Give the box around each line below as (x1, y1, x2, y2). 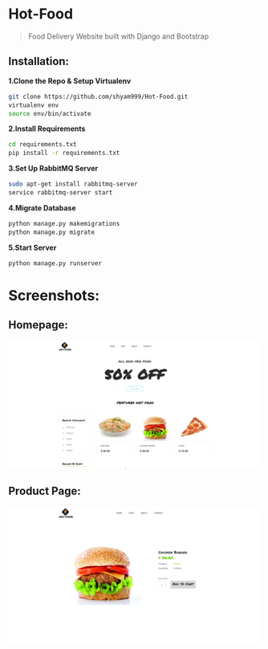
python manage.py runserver (8, 259, 103, 267)
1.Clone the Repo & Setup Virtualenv (8, 76, 132, 85)
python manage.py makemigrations (8, 219, 120, 227)
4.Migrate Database (8, 202, 76, 213)
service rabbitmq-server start (8, 189, 113, 197)
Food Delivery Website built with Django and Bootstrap (27, 31, 209, 41)
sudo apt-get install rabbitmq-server (8, 180, 138, 189)
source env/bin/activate (8, 109, 91, 117)
